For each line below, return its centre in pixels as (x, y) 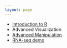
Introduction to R (30, 24)
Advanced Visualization (37, 29)
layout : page (19, 10)
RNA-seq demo (28, 40)
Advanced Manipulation (37, 34)
